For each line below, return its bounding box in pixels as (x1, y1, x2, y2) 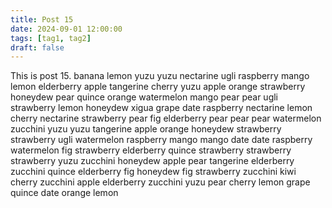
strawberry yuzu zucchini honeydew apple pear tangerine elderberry (10, 155, 295, 167)
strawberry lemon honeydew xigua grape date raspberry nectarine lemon (10, 102, 313, 114)
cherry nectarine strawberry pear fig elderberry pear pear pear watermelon (10, 112, 322, 125)
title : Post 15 (10, 14, 74, 25)
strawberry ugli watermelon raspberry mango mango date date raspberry (10, 134, 313, 146)
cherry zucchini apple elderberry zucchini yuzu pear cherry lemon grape (10, 176, 311, 188)
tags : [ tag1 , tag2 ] (10, 33, 92, 43)
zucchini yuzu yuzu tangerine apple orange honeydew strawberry (10, 123, 282, 135)
